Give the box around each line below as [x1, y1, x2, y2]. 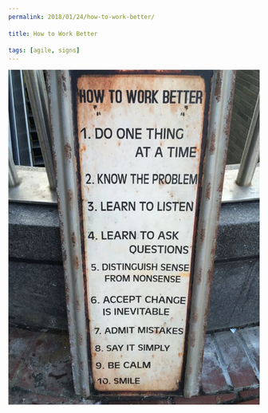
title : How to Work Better [8, 29, 98, 37]
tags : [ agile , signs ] [8, 46, 81, 55]
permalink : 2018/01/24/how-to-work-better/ [8, 13, 156, 21]
